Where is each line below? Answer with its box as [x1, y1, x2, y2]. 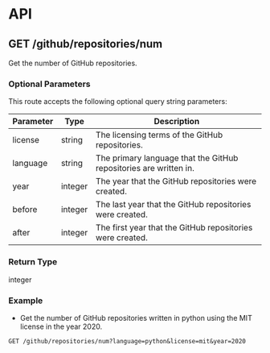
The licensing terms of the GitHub [95, 130, 223, 141]
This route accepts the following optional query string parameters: [8, 97, 227, 106]
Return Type [8, 256, 58, 268]
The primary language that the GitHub [95, 152, 239, 164]
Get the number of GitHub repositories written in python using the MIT [19, 313, 253, 322]
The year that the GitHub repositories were [95, 176, 257, 187]
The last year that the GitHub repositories [95, 199, 252, 210]
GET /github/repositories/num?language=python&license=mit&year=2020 [8, 337, 247, 345]
